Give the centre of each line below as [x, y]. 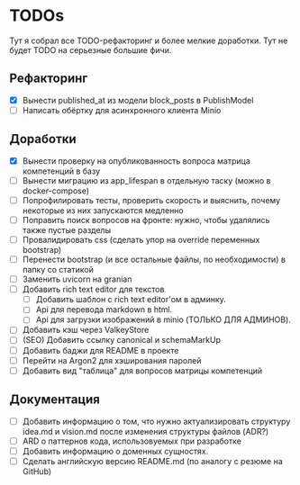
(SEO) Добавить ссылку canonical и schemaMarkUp [121, 340]
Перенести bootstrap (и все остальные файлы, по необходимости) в [154, 259]
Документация [55, 400]
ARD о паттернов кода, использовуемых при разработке [132, 441]
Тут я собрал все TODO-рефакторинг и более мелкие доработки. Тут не [149, 40]
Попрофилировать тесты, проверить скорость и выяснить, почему [151, 200]
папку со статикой [58, 270]
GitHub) [37, 471]
